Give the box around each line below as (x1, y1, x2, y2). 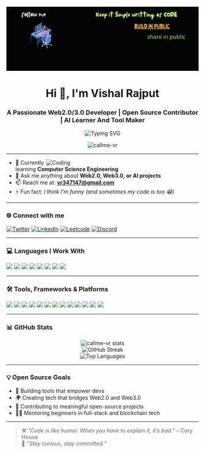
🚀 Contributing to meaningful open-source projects (15, 402, 144, 410)
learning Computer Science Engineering (15, 165, 119, 173)
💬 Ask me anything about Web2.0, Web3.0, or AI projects (15, 172, 162, 179)
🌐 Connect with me (6, 211, 65, 220)
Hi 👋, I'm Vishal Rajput (45, 87, 160, 101)
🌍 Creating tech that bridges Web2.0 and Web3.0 (15, 394, 142, 401)
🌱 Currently (15, 159, 45, 167)
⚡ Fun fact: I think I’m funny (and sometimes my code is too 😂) (15, 188, 175, 195)
